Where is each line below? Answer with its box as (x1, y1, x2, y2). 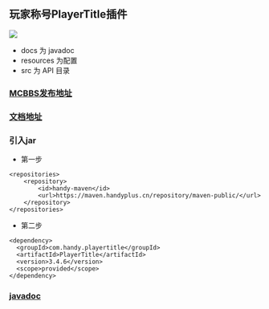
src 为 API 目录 (20, 65, 71, 75)
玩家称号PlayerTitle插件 (9, 7, 128, 22)
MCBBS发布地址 (9, 87, 73, 99)
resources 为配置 (20, 55, 78, 65)
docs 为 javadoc (20, 45, 75, 55)
